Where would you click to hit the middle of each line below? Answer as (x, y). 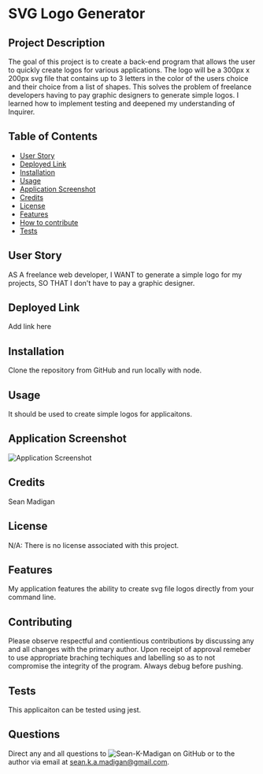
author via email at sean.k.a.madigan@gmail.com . (89, 761)
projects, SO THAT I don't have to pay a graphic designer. (102, 283)
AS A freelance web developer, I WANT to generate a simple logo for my (125, 274)
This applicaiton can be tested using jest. (75, 709)
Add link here (30, 327)
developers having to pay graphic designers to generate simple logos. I (123, 95)
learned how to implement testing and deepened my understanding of (122, 104)
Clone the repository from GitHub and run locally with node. (105, 370)
